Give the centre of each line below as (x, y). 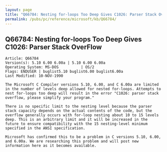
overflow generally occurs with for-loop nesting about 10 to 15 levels (82, 115)
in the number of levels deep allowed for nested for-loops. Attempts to (83, 89)
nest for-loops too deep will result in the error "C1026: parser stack (82, 93)
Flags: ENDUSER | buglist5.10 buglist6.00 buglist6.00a (64, 72)
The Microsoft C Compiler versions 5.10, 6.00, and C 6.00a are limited (82, 85)
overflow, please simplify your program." (50, 98)
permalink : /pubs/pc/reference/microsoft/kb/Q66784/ (61, 19)
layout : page (19, 10)
